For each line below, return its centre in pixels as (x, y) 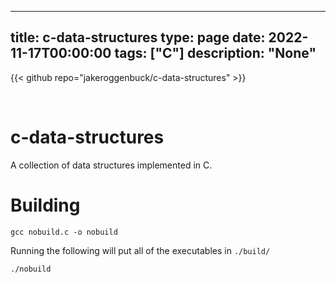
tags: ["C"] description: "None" (215, 53)
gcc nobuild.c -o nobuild (64, 232)
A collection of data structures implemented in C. (111, 165)
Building (45, 205)
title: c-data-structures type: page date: (138, 37)
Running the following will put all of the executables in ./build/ (140, 250)
